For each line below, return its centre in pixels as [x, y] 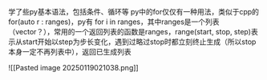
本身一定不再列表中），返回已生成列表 [70, 52]
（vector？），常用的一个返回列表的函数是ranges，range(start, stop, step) [129, 32]
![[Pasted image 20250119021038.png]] [73, 68]
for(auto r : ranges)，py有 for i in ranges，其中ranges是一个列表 [114, 22]
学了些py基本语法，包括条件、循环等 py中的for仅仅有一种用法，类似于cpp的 [133, 12]
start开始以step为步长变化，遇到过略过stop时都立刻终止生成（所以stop [139, 42]
